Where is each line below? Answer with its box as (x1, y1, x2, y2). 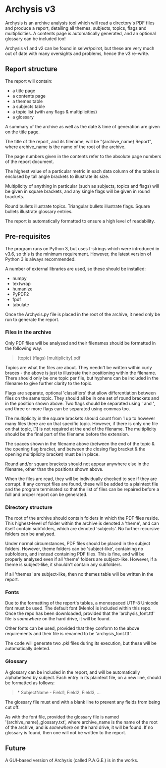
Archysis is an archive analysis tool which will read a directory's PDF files (5, 20, 155, 26)
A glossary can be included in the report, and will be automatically (5, 669, 140, 675)
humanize (12, 286, 33, 292)
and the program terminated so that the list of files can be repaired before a (5, 486, 160, 492)
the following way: (5, 345, 43, 351)
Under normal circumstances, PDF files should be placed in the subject (5, 541, 150, 547)
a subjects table (12, 103, 45, 110)
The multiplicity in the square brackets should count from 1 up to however (5, 415, 155, 421)
